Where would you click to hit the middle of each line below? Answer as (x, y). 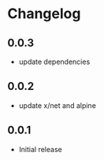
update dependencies (54, 61)
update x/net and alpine (57, 105)
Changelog (44, 14)
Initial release (40, 149)
